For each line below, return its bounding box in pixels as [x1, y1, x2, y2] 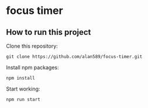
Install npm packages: [6, 64, 59, 71]
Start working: [6, 85, 40, 92]
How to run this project [6, 27, 91, 37]
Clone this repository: [6, 42, 58, 49]
